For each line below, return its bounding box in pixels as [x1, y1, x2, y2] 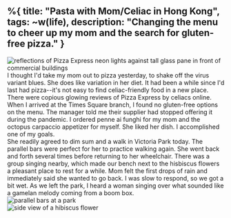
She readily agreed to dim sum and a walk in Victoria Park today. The [7, 137, 203, 145]
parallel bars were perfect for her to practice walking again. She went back [7, 145, 220, 153]
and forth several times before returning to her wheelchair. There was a [7, 152, 210, 160]
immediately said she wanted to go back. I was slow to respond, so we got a [7, 174, 224, 182]
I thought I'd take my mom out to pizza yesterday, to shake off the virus [7, 71, 210, 79]
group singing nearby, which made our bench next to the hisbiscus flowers [7, 159, 220, 167]
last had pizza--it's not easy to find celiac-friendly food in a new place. [7, 86, 209, 94]
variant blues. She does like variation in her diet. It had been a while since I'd [7, 78, 225, 87]
